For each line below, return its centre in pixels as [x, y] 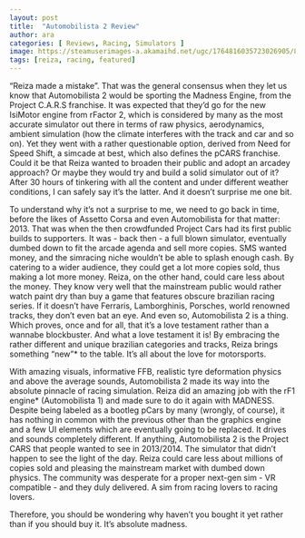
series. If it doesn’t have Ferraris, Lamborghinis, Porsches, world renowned [150, 306]
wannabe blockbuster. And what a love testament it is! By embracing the [144, 335]
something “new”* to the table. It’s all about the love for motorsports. [138, 354]
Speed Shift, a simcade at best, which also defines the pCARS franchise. [145, 153]
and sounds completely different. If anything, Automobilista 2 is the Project [149, 439]
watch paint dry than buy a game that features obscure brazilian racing [142, 296]
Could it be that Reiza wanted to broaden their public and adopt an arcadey [150, 163]
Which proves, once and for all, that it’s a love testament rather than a [139, 325]
